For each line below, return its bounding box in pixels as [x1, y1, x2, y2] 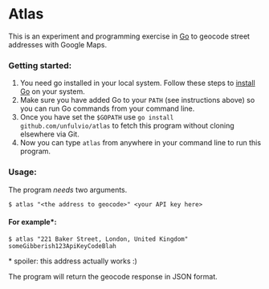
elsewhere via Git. [19, 129, 80, 139]
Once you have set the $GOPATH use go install [19, 112, 174, 122]
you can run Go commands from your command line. [19, 104, 195, 113]
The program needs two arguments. [8, 185, 128, 194]
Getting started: [8, 59, 72, 71]
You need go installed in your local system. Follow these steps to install [19, 78, 255, 88]
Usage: [8, 166, 38, 177]
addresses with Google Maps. [8, 39, 107, 49]
